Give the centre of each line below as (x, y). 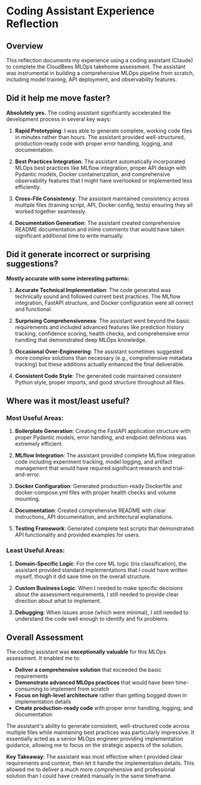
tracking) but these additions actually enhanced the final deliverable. (100, 364)
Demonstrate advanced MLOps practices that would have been (94, 682)
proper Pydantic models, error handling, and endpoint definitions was (101, 437)
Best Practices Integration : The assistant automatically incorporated (100, 161)
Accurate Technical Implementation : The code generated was (93, 290)
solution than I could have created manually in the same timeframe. (89, 776)
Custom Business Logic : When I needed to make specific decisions (99, 588)
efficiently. (28, 187)
